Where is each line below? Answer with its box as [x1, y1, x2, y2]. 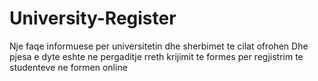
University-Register [9, 7, 177, 30]
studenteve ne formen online [9, 61, 128, 73]
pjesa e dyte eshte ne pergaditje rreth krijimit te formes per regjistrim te [9, 50, 304, 62]
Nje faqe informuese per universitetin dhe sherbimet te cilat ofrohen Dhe [9, 40, 309, 52]
